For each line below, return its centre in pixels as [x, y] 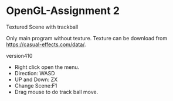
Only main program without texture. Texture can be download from [87, 38]
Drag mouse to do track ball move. [56, 92]
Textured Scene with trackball [42, 27]
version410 [19, 55]
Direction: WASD [35, 73]
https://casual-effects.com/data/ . [46, 44]
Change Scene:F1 [36, 85]
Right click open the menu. [47, 67]
